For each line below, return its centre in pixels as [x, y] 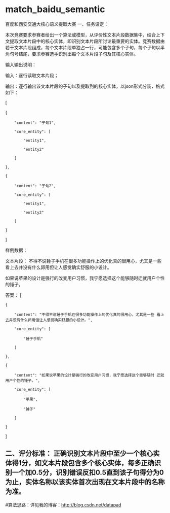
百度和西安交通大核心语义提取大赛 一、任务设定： [57, 24]
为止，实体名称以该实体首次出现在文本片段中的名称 [85, 482]
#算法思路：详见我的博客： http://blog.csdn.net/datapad [63, 505]
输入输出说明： [21, 64]
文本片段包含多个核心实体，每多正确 [98, 463]
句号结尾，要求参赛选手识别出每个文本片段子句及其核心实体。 [74, 54]
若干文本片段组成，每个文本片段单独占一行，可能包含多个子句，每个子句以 [83, 47]
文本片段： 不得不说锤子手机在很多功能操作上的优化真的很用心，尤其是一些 [83, 261]
